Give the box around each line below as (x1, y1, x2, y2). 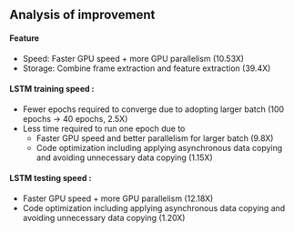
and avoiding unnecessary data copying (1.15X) (35, 152, 214, 163)
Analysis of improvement (9, 7, 156, 23)
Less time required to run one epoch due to (22, 123, 186, 134)
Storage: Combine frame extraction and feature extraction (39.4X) (22, 63, 271, 74)
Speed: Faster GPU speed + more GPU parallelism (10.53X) (22, 53, 244, 64)
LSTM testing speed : (9, 173, 92, 184)
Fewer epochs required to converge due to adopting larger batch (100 (22, 104, 285, 115)
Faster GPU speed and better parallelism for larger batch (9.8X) (35, 132, 274, 144)
